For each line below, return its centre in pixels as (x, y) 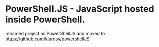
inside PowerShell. (45, 20)
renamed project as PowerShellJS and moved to (55, 33)
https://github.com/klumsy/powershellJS (47, 39)
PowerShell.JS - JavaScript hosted (80, 9)
